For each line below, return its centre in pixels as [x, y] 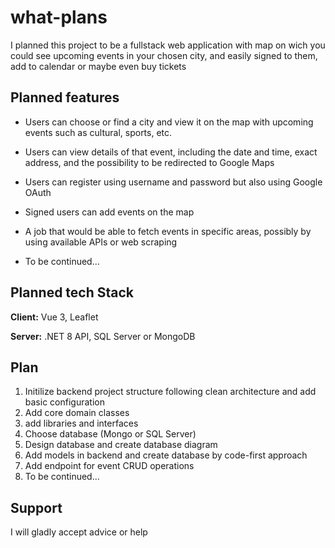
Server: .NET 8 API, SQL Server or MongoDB [103, 336]
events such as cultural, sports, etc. [98, 132]
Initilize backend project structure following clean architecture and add [170, 392]
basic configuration [64, 402]
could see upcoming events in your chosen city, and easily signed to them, [164, 55]
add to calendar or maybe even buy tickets [98, 66]
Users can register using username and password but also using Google [173, 182]
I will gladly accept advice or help [79, 532]
